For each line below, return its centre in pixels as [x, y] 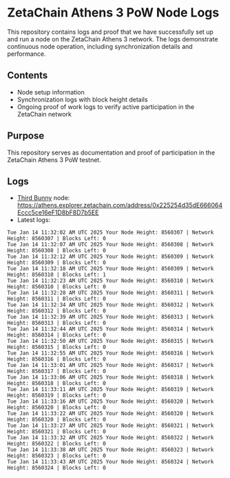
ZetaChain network [44, 114]
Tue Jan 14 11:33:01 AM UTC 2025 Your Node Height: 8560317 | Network [111, 366]
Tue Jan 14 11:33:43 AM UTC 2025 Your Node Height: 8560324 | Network [111, 462]
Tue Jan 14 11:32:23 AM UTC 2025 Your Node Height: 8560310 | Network [111, 281]
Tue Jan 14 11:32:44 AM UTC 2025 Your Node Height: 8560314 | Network [111, 329]
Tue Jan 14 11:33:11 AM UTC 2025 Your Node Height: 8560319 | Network [111, 390]
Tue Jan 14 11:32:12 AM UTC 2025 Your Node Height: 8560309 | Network [111, 257]
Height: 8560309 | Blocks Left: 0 [57, 263]
